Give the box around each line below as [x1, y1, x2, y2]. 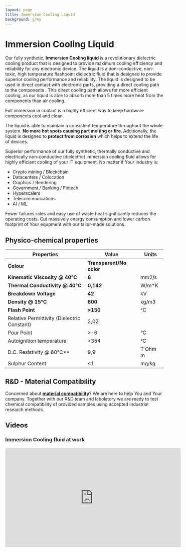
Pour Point [8, 329, 33, 336]
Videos [5, 421, 28, 430]
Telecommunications [12, 196, 56, 202]
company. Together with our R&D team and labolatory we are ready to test [5, 396, 158, 402]
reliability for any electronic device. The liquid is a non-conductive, [5, 66, 143, 72]
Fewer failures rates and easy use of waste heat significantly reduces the [5, 211, 156, 217]
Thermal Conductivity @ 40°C [8, 282, 82, 289]
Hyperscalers [12, 190, 41, 196]
